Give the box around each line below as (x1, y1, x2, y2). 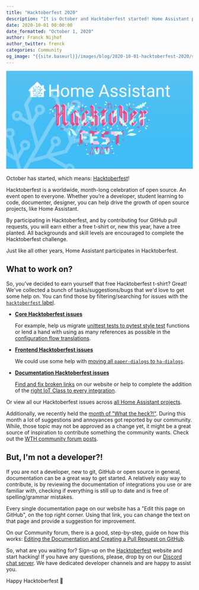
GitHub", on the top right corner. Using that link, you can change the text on (6, 511, 191, 518)
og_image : (6, 53, 31, 59)
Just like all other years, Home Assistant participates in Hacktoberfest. (6, 247, 178, 255)
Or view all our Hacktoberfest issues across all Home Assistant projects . (6, 398, 182, 405)
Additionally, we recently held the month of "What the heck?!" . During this (6, 410, 186, 417)
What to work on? (6, 264, 73, 274)
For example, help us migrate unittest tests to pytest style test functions (14, 322, 190, 329)
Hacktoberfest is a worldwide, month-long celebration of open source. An (6, 186, 187, 194)
